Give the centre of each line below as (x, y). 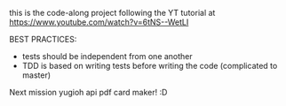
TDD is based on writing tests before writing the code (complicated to (150, 66)
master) (36, 75)
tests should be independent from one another (107, 56)
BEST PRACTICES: (43, 39)
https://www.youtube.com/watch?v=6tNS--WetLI (99, 22)
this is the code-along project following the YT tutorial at (112, 13)
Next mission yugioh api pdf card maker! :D (88, 92)
